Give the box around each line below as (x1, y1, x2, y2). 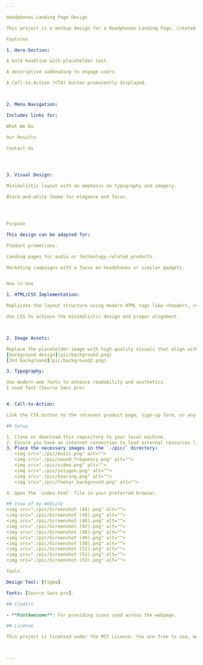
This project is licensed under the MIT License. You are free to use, (6, 634, 190, 640)
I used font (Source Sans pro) (6, 385, 85, 391)
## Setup (6, 423, 28, 429)
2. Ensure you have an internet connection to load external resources (6, 439, 190, 446)
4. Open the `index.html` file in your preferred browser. (6, 490, 158, 496)
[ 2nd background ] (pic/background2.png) (6, 357, 107, 364)
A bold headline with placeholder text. (6, 58, 110, 64)
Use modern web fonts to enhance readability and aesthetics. (6, 379, 166, 386)
